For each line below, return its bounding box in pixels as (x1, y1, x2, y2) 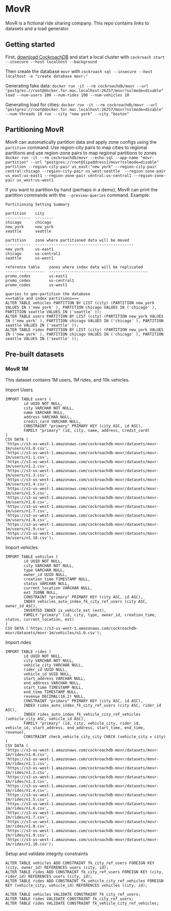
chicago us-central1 (5, 251, 60, 256)
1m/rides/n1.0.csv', (5, 752, 50, 758)
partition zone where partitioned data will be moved (5, 237, 130, 243)
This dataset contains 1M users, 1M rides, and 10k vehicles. (5, 377, 130, 383)
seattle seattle (5, 229, 52, 234)
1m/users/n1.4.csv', (5, 482, 50, 487)
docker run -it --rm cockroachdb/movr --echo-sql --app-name (5, 155, 139, 160)
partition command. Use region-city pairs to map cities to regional (5, 144, 147, 150)
